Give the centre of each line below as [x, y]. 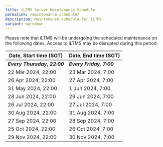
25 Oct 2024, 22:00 [32, 129]
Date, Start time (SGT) [36, 55]
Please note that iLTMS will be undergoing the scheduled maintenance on [81, 38]
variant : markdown [24, 24]
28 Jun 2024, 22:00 [32, 96]
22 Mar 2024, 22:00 [32, 72]
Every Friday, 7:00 [91, 64]
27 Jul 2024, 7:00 [91, 104]
